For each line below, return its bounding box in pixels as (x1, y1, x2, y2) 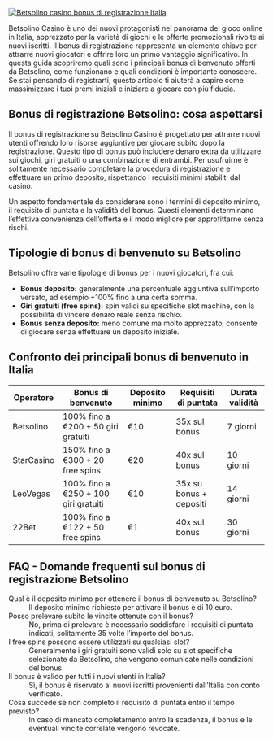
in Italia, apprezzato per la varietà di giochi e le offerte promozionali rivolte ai (8, 33, 265, 41)
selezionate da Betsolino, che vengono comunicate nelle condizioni (28, 655, 254, 665)
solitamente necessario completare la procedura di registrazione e (8, 163, 231, 173)
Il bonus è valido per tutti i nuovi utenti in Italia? (8, 672, 166, 682)
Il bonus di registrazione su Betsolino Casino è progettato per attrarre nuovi (8, 129, 261, 138)
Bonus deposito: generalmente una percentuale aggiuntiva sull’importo (19, 283, 260, 293)
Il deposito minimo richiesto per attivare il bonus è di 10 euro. (28, 603, 233, 612)
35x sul (175, 416, 205, 427)
